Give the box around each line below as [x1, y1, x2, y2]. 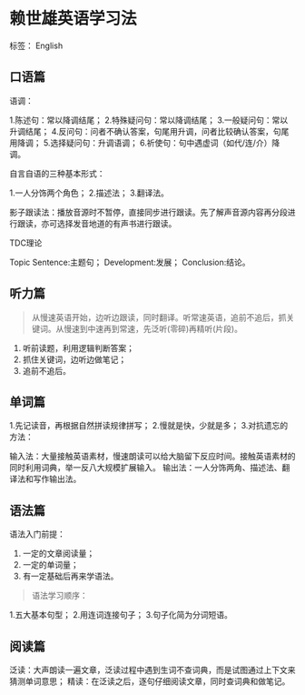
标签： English [9, 40, 64, 51]
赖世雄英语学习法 [9, 8, 138, 29]
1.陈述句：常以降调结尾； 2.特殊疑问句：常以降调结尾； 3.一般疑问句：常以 [9, 115, 289, 126]
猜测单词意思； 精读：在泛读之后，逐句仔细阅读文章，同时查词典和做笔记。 [9, 676, 290, 687]
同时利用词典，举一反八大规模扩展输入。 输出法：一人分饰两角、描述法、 [9, 462, 282, 473]
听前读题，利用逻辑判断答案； [22, 342, 134, 353]
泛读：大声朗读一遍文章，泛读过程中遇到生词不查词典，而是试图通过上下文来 [9, 665, 296, 675]
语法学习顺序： [31, 590, 88, 601]
